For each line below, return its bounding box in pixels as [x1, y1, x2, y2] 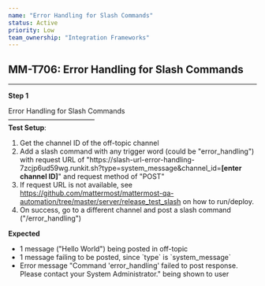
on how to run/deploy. [182, 197, 255, 206]
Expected [8, 229, 41, 239]
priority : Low [8, 26, 55, 34]
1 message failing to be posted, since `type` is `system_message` [19, 253, 231, 262]
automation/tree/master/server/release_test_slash [19, 197, 181, 206]
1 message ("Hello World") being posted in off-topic [19, 244, 188, 254]
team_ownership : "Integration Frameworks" [8, 33, 150, 42]
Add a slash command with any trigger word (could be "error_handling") [19, 147, 255, 156]
